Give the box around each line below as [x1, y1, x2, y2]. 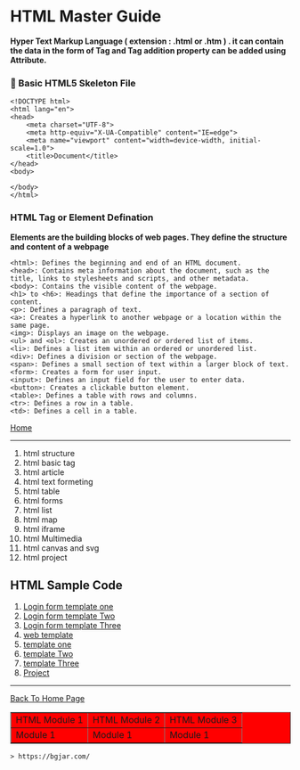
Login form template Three [22, 620, 122, 631]
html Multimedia [22, 533, 83, 544]
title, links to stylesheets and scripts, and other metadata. [10, 274, 250, 283]
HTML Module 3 [169, 714, 238, 726]
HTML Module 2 [93, 714, 161, 726]
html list [22, 504, 53, 515]
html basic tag [22, 457, 76, 468]
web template [22, 630, 74, 641]
